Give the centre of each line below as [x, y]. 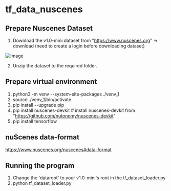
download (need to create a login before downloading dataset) [79, 46]
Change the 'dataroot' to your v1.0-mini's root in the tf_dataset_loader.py [89, 178]
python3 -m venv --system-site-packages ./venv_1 [66, 94]
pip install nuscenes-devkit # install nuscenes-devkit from [74, 110]
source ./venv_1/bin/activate [42, 99]
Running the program [40, 166]
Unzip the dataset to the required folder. [55, 66]
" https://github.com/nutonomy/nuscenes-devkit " [64, 115]
